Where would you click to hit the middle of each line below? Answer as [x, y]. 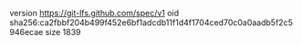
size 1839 [63, 32]
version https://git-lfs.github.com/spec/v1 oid [94, 13]
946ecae [26, 32]
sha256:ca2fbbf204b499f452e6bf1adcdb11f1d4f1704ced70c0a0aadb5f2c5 [151, 22]
